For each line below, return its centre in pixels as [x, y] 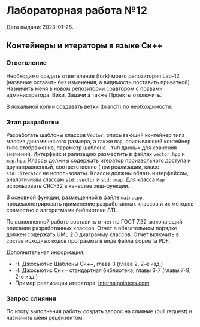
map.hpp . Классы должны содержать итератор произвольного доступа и [99, 160]
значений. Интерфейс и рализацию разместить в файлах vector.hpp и [96, 154]
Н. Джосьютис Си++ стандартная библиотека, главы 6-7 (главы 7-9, [103, 270]
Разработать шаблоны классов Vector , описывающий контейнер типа [96, 135]
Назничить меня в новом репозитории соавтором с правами [84, 88]
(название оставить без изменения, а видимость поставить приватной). [99, 82]
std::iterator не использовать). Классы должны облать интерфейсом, [97, 173]
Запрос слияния [31, 298]
